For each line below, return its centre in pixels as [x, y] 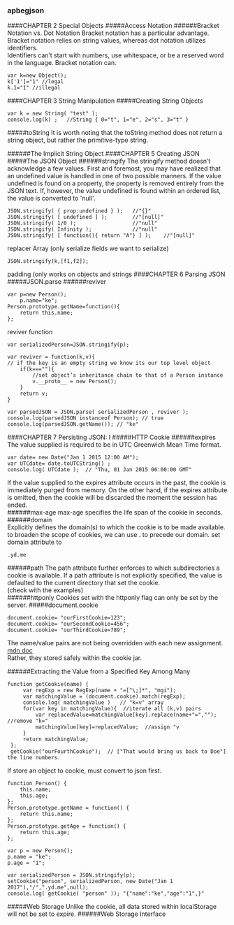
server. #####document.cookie [53, 605]
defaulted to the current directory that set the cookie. [84, 583]
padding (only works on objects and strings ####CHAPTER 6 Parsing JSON [116, 274]
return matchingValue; [56, 740]
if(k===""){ [37, 369]
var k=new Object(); [37, 76]
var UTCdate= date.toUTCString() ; [59, 464]
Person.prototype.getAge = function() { [67, 826]
